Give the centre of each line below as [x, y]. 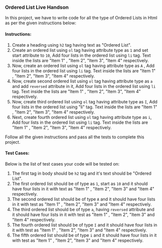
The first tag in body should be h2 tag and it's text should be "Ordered [81, 173]
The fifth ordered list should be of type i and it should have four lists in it [84, 235]
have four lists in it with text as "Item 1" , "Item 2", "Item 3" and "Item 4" [83, 189]
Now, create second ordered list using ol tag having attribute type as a [82, 81]
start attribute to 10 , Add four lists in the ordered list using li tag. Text [81, 55]
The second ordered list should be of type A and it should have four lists [84, 199]
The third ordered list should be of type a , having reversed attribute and [83, 209]
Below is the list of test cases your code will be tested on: [62, 164]
